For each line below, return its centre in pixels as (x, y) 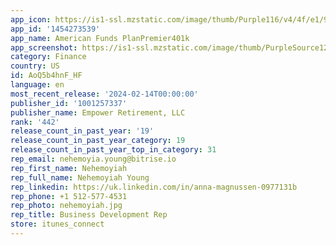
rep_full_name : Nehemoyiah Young (80, 177)
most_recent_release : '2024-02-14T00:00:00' (104, 94)
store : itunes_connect (57, 224)
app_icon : (31, 19)
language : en (37, 85)
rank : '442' (35, 122)
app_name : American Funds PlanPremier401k (100, 38)
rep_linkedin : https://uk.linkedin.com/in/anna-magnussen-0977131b (154, 187)
